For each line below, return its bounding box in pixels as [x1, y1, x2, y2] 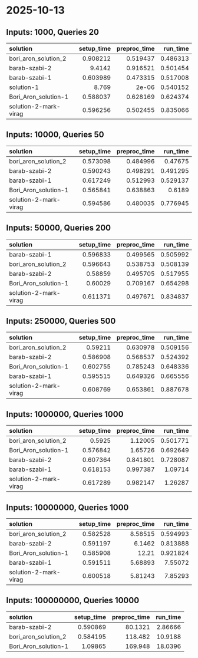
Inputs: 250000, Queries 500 [6, 316, 116, 326]
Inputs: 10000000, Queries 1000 [6, 502, 129, 512]
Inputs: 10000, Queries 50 [6, 130, 104, 140]
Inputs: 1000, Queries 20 [6, 27, 99, 37]
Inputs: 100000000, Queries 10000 [6, 596, 140, 606]
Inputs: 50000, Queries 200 [6, 223, 111, 233]
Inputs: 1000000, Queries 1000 [6, 409, 124, 419]
